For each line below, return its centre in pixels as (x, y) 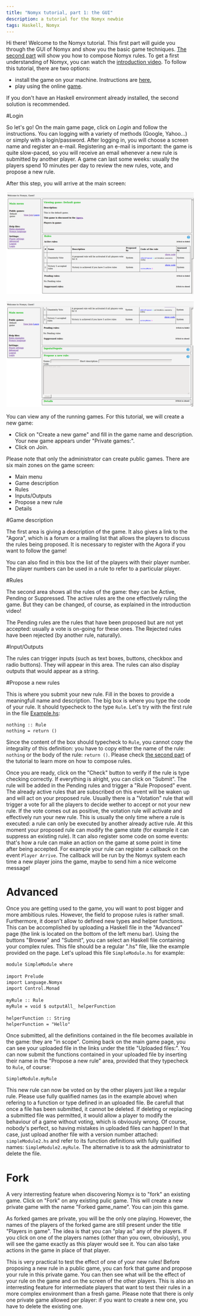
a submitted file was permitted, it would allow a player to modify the (89, 1116)
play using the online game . (49, 86)
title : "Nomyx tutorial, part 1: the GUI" (60, 13)
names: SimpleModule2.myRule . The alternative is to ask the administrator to (98, 1147)
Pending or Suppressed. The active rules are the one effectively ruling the (97, 598)
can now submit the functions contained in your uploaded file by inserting (97, 1055)
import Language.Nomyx (34, 983)
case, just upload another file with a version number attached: (82, 1135)
